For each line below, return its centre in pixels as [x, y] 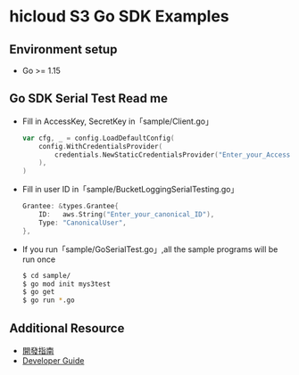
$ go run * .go [48, 300]
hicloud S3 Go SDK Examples [119, 16]
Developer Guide [53, 361]
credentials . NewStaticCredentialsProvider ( [137, 155]
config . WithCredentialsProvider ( [101, 146]
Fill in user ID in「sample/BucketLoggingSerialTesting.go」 [130, 190]
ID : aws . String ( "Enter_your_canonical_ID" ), [127, 215]
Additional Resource [67, 328]
